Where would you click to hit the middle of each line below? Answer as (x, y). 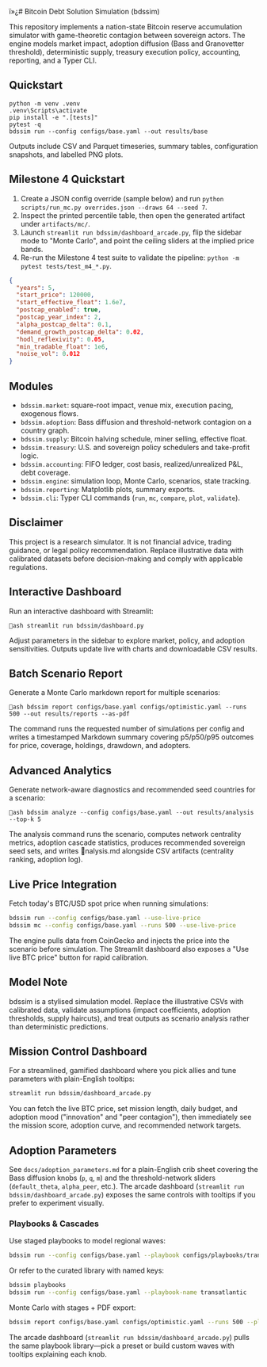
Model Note (38, 982)
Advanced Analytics (60, 771)
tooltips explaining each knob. (58, 1354)
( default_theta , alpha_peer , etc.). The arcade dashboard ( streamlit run (127, 1186)
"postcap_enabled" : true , (59, 310)
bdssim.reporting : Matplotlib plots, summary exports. (107, 489)
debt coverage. (45, 472)
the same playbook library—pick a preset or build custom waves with (122, 1346)
